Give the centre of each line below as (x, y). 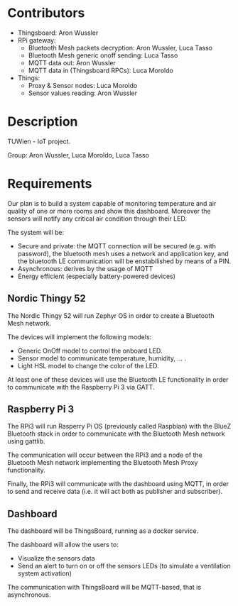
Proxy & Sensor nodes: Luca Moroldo (83, 85)
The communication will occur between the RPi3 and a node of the (105, 455)
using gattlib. (26, 441)
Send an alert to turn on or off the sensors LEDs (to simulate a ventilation (124, 566)
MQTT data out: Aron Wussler (72, 62)
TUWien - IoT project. (39, 141)
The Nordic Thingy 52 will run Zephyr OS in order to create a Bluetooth (111, 315)
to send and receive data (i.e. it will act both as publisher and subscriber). (115, 492)
